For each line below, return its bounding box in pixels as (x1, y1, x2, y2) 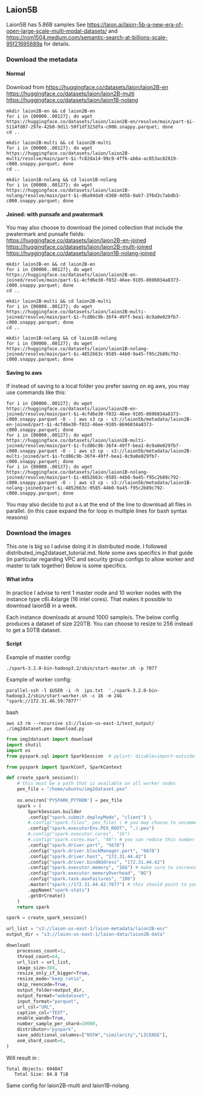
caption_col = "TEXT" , (17, 1009, 69, 1016)
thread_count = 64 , (17, 953, 61, 959)
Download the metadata (6, 55, 78, 63)
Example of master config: (6, 654, 72, 661)
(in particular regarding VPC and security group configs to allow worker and (6, 555, 194, 563)
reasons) (6, 514, 28, 521)
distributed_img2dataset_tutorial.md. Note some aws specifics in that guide (6, 549, 193, 556)
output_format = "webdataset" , (17, 992, 90, 998)
